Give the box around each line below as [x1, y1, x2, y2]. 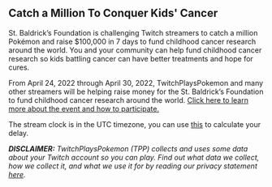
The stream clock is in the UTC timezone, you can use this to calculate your [8, 119, 261, 129]
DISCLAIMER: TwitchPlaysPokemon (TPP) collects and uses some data [8, 143, 248, 153]
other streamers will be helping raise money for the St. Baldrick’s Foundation [8, 87, 264, 96]
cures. [8, 62, 30, 72]
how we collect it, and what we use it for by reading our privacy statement [8, 161, 257, 171]
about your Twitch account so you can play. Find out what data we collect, [8, 152, 260, 162]
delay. [8, 128, 29, 138]
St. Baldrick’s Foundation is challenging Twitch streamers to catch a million [8, 28, 258, 37]
